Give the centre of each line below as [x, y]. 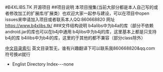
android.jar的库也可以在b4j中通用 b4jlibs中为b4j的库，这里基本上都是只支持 [81, 32]
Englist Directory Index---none [43, 64]
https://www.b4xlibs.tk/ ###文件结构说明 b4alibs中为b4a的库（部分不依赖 [79, 25]
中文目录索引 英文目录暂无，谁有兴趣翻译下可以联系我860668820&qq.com [80, 48]
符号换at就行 [18, 54]
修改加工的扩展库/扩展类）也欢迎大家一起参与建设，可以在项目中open [79, 13]
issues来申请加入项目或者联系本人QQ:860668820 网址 [60, 19]
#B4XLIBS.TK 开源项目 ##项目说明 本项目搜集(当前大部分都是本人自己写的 [80, 7]
